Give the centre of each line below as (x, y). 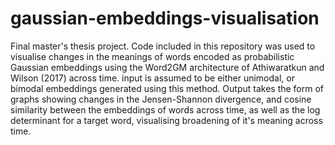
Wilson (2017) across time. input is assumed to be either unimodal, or (152, 78)
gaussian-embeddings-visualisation (165, 18)
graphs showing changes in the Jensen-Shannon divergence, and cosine (161, 99)
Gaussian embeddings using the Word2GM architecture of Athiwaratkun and (167, 67)
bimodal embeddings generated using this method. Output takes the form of (167, 88)
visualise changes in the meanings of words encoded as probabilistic (152, 56)
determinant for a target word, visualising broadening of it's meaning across (166, 120)
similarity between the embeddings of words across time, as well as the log (165, 109)
